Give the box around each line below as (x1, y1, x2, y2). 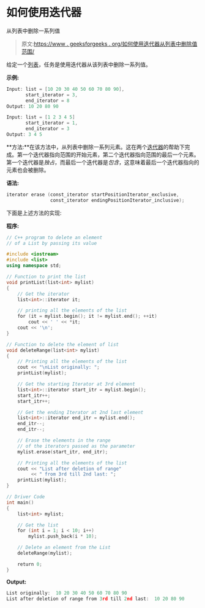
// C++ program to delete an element (6, 234, 103, 241)
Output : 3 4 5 (6, 131, 43, 138)
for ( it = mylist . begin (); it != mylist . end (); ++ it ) (17, 314, 157, 320)
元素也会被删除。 (6, 166, 50, 174)
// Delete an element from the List (17, 544, 111, 551)
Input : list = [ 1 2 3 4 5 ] (6, 114, 75, 120)
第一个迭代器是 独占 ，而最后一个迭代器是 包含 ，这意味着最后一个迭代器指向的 (6, 158, 199, 166)
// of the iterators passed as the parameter (17, 443, 136, 449)
